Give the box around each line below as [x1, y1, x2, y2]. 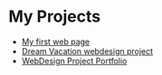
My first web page [21, 36, 91, 47]
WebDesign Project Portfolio [21, 55, 128, 66]
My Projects [8, 6, 101, 27]
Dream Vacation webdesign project [21, 45, 154, 56]
